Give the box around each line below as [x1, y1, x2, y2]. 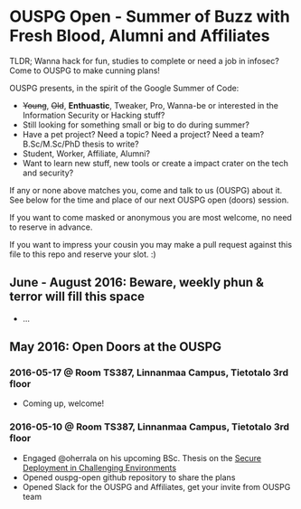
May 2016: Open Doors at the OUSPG [9, 339, 222, 354]
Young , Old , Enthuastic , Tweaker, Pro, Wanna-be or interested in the [22, 99, 278, 110]
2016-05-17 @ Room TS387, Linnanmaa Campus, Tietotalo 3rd [9, 366, 289, 379]
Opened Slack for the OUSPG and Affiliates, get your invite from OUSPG [22, 481, 291, 492]
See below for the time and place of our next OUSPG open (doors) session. [9, 194, 289, 205]
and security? [22, 167, 74, 178]
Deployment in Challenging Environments [22, 462, 177, 473]
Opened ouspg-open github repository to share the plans [22, 472, 236, 483]
